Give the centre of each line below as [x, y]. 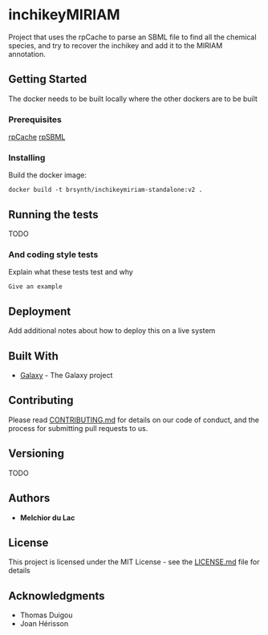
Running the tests [53, 214]
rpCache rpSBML [37, 137]
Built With [33, 356]
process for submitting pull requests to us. [78, 428]
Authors [29, 498]
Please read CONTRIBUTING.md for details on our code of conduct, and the [134, 420]
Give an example [35, 287]
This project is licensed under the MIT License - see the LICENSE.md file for [134, 562]
